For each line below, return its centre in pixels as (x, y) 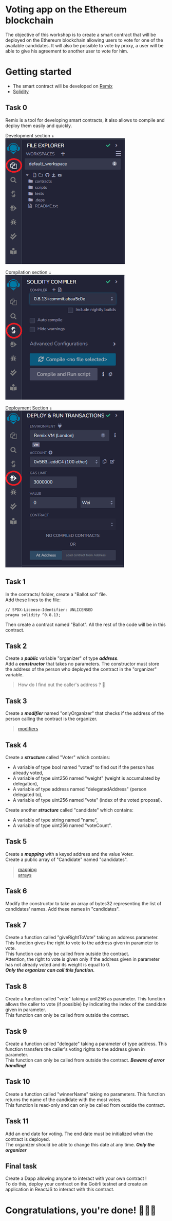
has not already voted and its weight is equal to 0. (58, 965)
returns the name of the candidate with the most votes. (63, 1100)
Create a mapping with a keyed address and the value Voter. (70, 854)
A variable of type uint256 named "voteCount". (62, 825)
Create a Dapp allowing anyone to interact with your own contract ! (76, 1178)
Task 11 (17, 1121)
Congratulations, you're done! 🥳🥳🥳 (81, 1210)
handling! (16, 1065)
